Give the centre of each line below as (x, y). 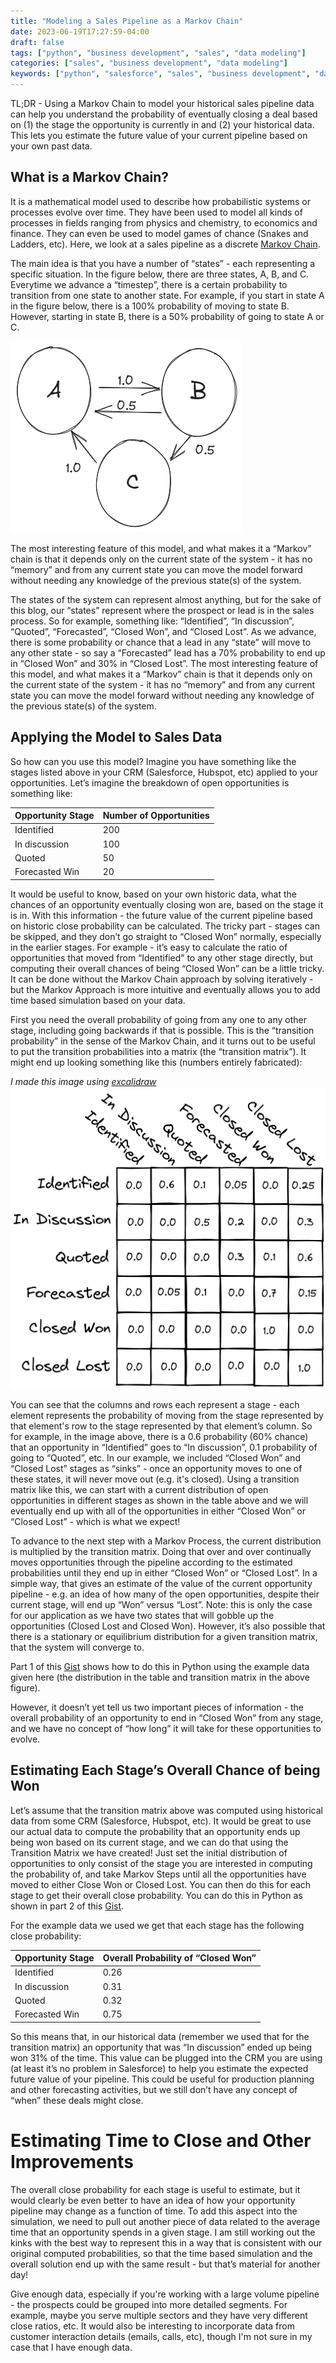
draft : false (37, 42)
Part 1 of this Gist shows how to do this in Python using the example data (160, 1666)
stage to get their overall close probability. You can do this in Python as (156, 1895)
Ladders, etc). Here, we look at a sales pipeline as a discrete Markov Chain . (165, 244)
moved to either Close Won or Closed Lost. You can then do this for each (161, 1884)
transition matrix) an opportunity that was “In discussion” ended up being (161, 2047)
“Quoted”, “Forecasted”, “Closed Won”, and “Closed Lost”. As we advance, (163, 631)
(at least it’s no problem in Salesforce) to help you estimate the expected (159, 2068)
